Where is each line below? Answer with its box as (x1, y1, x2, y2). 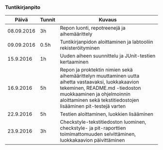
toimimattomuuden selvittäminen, (60, 131, 136, 137)
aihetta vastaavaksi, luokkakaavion (60, 79, 139, 85)
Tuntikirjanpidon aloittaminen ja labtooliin (60, 38, 153, 45)
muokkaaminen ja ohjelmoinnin (60, 91, 131, 98)
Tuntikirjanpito (5, 4, 41, 11)
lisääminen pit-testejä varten (60, 103, 126, 110)
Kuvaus (98, 17, 117, 23)
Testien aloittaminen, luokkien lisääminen (60, 111, 154, 117)
